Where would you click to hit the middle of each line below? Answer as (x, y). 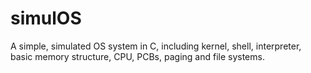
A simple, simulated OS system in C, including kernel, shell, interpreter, (156, 46)
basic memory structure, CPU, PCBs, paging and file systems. (137, 56)
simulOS (46, 18)
